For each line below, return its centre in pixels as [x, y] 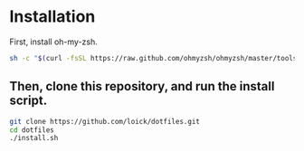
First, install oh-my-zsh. [53, 42]
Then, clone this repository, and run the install [142, 86]
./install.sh [34, 138]
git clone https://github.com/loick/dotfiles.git [105, 121]
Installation [52, 17]
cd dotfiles [32, 130]
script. [28, 101]
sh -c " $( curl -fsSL [48, 58]
